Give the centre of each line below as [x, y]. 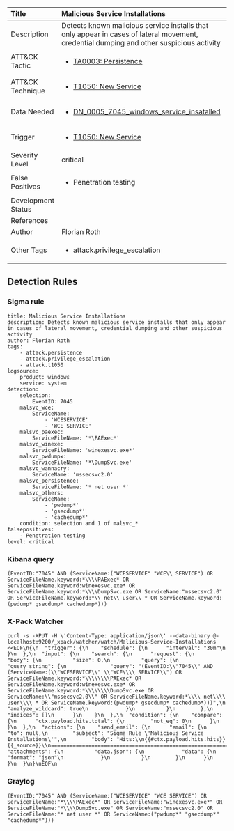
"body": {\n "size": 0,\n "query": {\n [93, 660]
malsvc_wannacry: [45, 468]
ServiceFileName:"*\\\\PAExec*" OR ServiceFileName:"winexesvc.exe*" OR [115, 802]
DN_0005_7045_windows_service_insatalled [147, 112]
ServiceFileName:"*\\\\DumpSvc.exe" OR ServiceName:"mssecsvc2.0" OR [110, 808]
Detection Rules [42, 282]
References [30, 220]
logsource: [23, 371]
